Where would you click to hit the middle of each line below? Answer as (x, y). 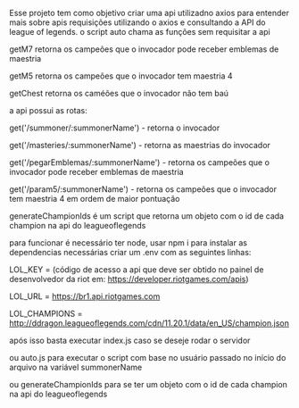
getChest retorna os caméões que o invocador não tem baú (119, 93)
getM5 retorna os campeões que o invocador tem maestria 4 (121, 76)
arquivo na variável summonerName (76, 367)
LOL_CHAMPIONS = (46, 313)
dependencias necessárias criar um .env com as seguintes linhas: (130, 252)
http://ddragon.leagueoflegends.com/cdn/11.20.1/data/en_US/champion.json (149, 323)
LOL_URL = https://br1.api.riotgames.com (85, 296)
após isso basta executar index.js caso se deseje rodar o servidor (130, 340)
